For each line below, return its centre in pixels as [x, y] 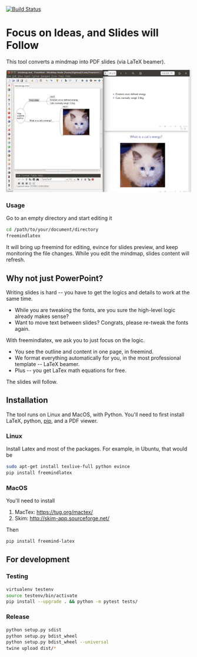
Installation [27, 400]
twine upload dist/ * [31, 648]
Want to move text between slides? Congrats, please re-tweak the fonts [101, 323]
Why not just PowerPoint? [55, 278]
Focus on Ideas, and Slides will [82, 33]
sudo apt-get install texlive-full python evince [68, 467]
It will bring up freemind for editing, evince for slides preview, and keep [92, 247]
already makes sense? [42, 316]
